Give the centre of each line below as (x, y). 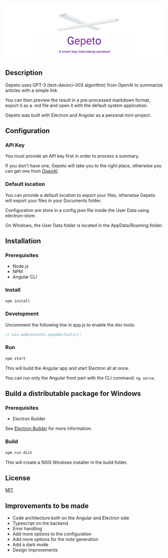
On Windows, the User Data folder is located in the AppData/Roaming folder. (84, 225)
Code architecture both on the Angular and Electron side (71, 518)
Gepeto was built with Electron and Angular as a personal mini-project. (78, 115)
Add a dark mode (30, 545)
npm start (16, 358)
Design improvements (35, 550)
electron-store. (21, 215)
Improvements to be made (47, 506)
